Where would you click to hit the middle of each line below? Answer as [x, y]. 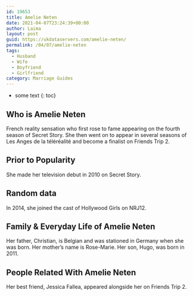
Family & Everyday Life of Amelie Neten [81, 226]
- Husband [24, 56]
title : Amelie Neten [32, 17]
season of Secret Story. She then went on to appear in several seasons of [96, 135]
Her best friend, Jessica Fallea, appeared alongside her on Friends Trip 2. [96, 287]
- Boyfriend [27, 67]
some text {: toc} [35, 96]
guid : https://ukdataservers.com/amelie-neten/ [66, 39]
